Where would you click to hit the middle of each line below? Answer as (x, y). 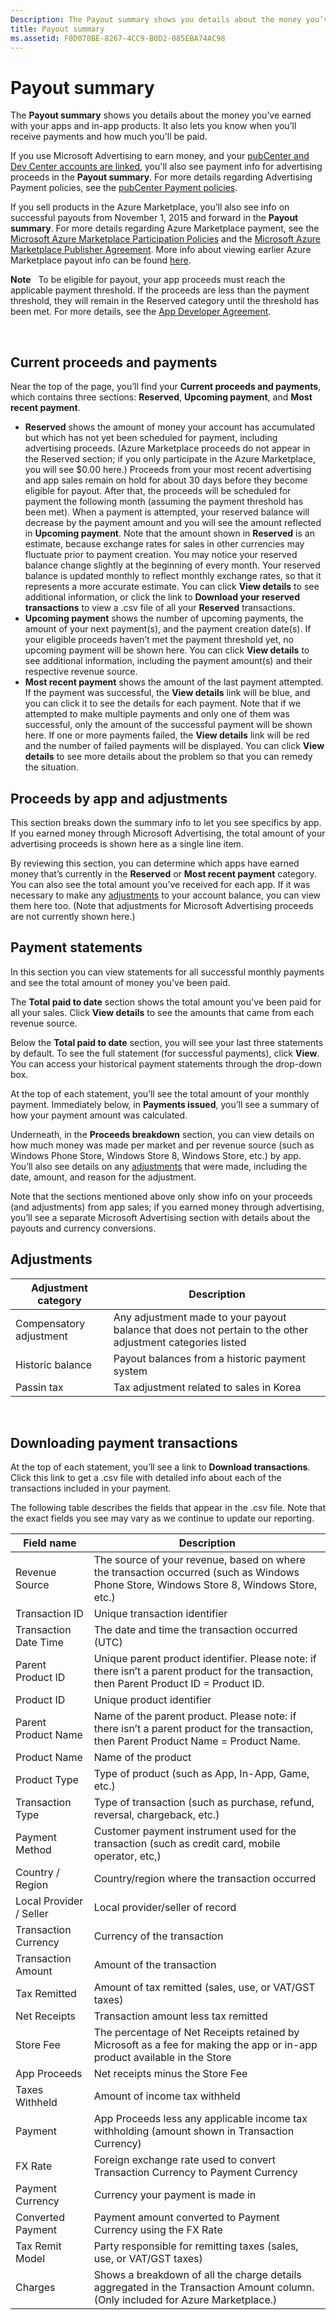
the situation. (51, 767)
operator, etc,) (127, 1856)
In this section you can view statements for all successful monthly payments (167, 972)
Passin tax (39, 1387)
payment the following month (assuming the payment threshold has (164, 502)
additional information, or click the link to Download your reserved (162, 597)
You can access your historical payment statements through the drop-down (166, 1063)
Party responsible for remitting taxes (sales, (196, 2246)
